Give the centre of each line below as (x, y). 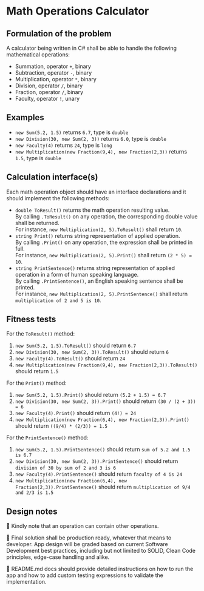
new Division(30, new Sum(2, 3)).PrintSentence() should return (97, 461)
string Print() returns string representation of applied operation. (97, 235)
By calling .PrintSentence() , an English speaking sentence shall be (99, 281)
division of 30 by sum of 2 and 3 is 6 (66, 468)
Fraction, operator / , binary (49, 92)
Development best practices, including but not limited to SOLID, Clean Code (101, 551)
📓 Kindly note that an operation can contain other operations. (83, 526)
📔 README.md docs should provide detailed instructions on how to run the (100, 569)
